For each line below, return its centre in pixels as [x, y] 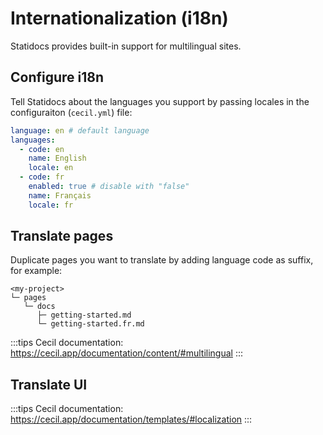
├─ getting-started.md [84, 315]
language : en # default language [80, 130]
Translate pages [62, 236]
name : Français [60, 195]
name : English [57, 158]
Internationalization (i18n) [119, 18]
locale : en [51, 168]
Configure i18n [57, 77]
